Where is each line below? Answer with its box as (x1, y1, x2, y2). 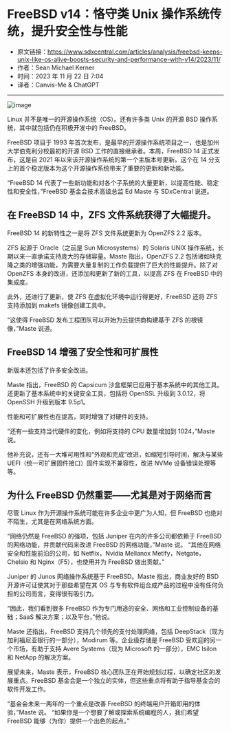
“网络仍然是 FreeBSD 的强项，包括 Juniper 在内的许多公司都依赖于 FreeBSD (7, 532, 222, 541)
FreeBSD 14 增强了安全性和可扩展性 (7, 347, 159, 358)
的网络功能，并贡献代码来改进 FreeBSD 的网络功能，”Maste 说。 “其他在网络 (7, 541, 221, 549)
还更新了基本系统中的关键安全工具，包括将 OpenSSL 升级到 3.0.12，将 (7, 389, 206, 397)
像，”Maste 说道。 (7, 324, 56, 332)
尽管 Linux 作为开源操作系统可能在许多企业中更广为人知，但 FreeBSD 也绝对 (7, 509, 223, 517)
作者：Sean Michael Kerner (16, 63, 95, 72)
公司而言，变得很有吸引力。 (19, 589, 98, 598)
